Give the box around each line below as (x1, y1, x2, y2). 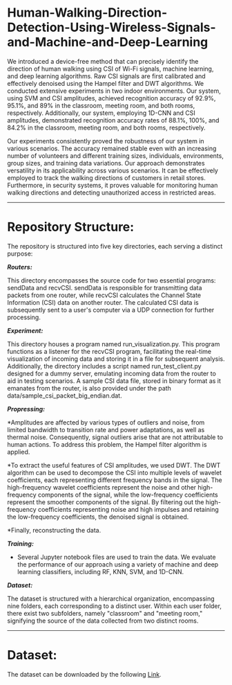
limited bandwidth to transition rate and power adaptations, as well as (7, 425, 205, 434)
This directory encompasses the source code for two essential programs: (7, 276, 216, 285)
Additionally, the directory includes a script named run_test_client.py (7, 362, 202, 370)
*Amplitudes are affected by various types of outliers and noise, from (7, 418, 205, 427)
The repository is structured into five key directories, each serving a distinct (7, 242, 223, 250)
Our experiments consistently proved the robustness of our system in (7, 136, 205, 145)
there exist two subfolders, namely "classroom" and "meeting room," (7, 609, 203, 617)
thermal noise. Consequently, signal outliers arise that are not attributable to (7, 433, 223, 441)
